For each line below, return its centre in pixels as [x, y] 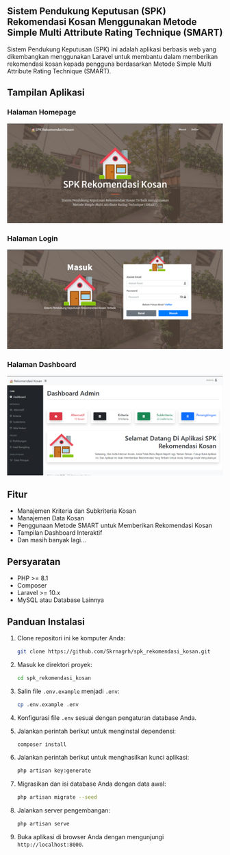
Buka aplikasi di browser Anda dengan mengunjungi [90, 837]
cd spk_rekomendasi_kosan [54, 678]
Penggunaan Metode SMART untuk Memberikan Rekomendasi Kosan [115, 526]
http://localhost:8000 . [50, 844]
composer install [42, 744]
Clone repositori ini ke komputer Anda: [71, 638]
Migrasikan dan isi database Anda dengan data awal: [91, 784]
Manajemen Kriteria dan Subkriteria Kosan [76, 511]
